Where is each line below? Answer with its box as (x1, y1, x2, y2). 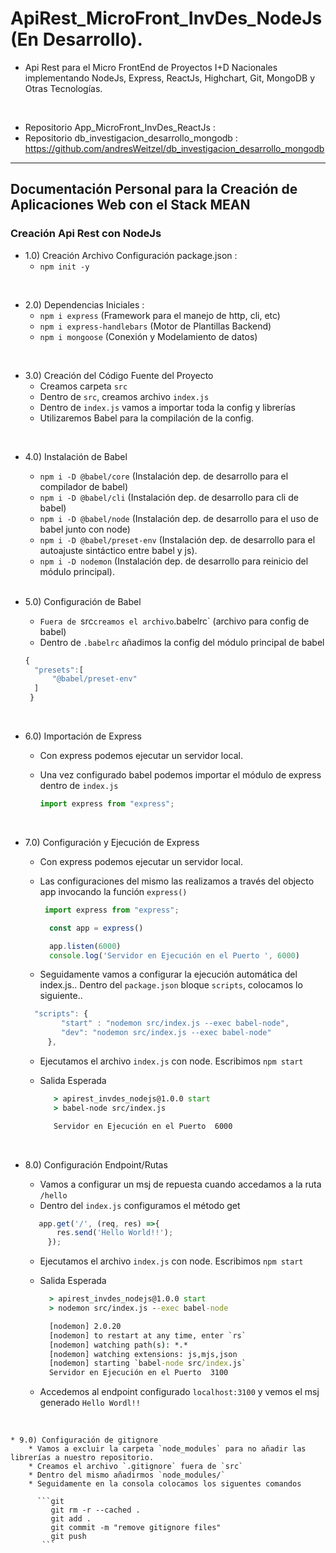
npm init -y (39, 262, 90, 272)
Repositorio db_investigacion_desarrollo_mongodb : (24, 132, 238, 144)
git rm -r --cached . (50, 1505, 141, 1516)
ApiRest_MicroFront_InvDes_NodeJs (10, 7, 323, 30)
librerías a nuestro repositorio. (10, 1453, 155, 1463)
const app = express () (48, 923, 144, 933)
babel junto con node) (39, 523, 131, 535)
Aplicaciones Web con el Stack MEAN (10, 197, 251, 214)
